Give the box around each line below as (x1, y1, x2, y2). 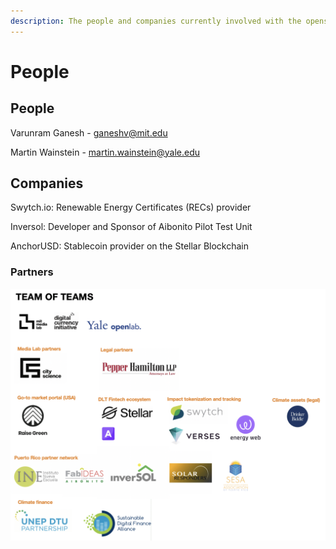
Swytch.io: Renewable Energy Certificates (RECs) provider (10, 201, 252, 214)
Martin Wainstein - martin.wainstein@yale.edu (10, 146, 201, 158)
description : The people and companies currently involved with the (10, 16, 302, 26)
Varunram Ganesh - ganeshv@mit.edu (10, 126, 168, 139)
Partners (10, 265, 54, 279)
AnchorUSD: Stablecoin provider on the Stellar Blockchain (10, 240, 250, 252)
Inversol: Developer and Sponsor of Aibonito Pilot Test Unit (10, 221, 253, 233)
